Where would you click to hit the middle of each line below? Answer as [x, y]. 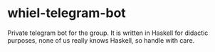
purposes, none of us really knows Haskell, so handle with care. [101, 40]
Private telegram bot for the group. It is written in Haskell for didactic [108, 33]
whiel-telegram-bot [67, 13]
